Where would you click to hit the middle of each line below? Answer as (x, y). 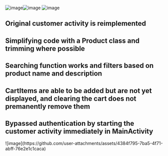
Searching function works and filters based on (79, 66)
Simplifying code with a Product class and (72, 41)
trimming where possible (45, 49)
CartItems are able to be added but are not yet (79, 91)
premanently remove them (48, 106)
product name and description (54, 74)
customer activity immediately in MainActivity (79, 131)
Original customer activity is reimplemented (76, 23)
